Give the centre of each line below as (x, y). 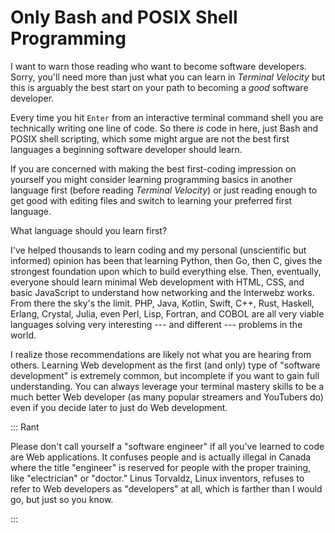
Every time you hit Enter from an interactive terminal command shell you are (167, 117)
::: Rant (25, 427)
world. (23, 335)
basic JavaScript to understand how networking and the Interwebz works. (162, 292)
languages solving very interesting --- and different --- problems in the (156, 324)
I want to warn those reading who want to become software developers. (158, 66)
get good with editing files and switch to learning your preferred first (151, 200)
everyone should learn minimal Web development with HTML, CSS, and (157, 282)
